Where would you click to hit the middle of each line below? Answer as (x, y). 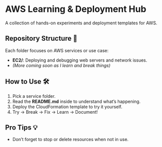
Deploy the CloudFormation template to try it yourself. (67, 107)
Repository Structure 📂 (41, 38)
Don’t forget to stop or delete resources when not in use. (70, 140)
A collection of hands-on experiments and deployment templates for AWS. (81, 23)
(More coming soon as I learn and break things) (61, 65)
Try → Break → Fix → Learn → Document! (55, 112)
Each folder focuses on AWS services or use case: (57, 50)
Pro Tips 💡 (21, 127)
